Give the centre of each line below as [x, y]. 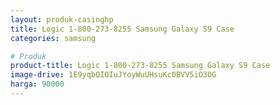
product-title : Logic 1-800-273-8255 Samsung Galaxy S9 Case [140, 66]
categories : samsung [53, 38]
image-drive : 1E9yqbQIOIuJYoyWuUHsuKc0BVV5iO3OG [113, 75]
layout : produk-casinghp [62, 19]
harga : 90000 [37, 84]
